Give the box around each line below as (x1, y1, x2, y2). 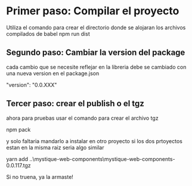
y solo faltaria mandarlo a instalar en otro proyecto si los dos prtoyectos (6, 137, 183, 144)
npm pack (6, 126, 31, 133)
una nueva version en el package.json (6, 70, 100, 77)
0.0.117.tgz (6, 162, 31, 169)
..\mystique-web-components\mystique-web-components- (29, 155, 175, 162)
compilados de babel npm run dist (6, 30, 91, 37)
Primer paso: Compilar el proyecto (6, 4, 179, 18)
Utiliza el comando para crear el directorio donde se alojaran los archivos (6, 24, 186, 31)
